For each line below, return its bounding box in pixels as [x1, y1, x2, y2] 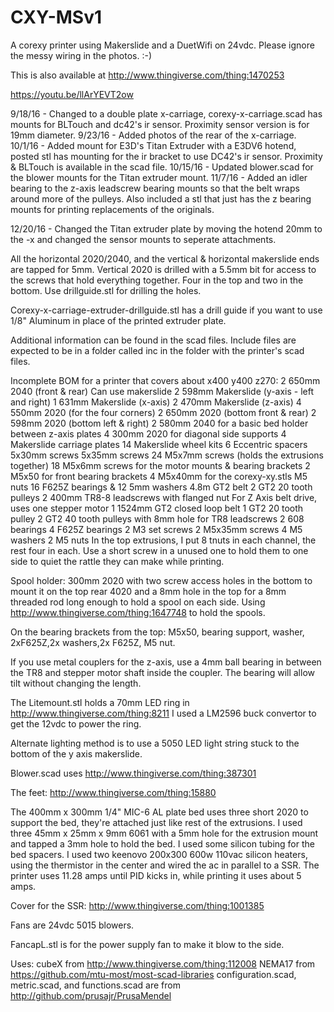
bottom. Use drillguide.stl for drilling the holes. [10, 284, 202, 296]
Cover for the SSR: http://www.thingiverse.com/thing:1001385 [10, 899, 265, 911]
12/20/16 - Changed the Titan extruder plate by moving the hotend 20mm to [10, 222, 323, 235]
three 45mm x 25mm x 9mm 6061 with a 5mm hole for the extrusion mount [10, 827, 319, 839]
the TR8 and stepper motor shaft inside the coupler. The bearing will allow [10, 666, 315, 678]
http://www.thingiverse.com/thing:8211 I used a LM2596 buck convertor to [10, 707, 317, 719]
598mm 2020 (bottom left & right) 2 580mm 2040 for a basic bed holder [10, 417, 309, 429]
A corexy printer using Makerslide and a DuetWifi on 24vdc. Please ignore [10, 39, 315, 51]
